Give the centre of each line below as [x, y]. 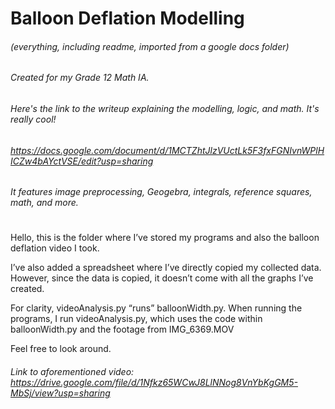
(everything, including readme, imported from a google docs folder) [150, 46]
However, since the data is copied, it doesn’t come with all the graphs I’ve [162, 278]
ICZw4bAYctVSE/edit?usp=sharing [82, 161]
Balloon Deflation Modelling [127, 18]
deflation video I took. [55, 248]
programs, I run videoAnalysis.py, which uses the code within [136, 319]
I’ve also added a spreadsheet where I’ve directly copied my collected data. [166, 268]
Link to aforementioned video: [72, 371]
